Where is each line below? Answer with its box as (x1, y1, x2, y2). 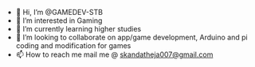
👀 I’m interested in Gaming (15, 16, 103, 25)
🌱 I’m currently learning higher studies (15, 24, 142, 33)
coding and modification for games (15, 41, 131, 50)
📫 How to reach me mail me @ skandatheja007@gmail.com (15, 50, 214, 59)
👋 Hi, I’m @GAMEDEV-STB (15, 8, 104, 17)
